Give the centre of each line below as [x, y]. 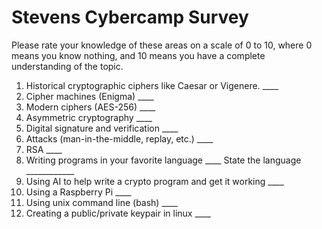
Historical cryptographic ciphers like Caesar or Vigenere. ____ [152, 85]
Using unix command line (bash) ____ [101, 202]
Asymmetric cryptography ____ [89, 117]
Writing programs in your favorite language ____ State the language [163, 160]
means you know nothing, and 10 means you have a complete [138, 55]
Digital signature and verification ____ [102, 128]
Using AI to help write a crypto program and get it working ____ [154, 181]
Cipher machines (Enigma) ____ [89, 96]
